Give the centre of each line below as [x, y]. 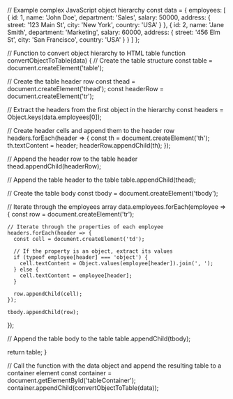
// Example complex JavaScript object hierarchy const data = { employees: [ [116, 10]
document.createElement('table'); [55, 68]
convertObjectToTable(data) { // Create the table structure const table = [110, 61]
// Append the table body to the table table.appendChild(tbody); [99, 338]
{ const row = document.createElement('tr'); [71, 214]
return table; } [27, 352]
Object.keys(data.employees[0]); [55, 117]
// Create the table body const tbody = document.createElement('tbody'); [113, 193]
